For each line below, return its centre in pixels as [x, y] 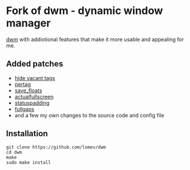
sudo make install [28, 162]
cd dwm [14, 152]
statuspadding [32, 103]
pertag [23, 84]
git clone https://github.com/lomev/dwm [56, 147]
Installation [27, 133]
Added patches [35, 64]
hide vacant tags [35, 78]
